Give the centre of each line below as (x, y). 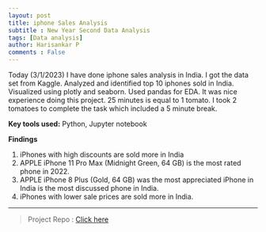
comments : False (37, 52)
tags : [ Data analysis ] (46, 38)
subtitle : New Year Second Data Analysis (79, 30)
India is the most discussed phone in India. (89, 188)
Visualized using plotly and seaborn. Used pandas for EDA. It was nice (123, 91)
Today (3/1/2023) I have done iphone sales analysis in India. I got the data (129, 75)
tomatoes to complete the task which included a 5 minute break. (113, 108)
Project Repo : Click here (68, 219)
